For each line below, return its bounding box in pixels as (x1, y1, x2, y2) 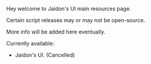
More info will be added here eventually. (6, 28, 106, 35)
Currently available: (6, 40, 55, 47)
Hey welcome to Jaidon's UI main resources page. (6, 5, 131, 12)
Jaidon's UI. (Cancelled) (14, 51, 75, 59)
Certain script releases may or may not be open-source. (6, 17, 146, 23)
